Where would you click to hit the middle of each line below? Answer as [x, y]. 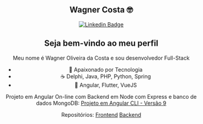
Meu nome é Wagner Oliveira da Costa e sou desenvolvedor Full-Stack [101, 58]
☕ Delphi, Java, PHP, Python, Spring [106, 76]
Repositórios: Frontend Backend [101, 114]
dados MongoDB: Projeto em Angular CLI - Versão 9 [101, 103]
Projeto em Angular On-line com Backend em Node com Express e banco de [101, 96]
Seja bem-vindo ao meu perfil [101, 44]
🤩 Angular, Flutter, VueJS [105, 85]
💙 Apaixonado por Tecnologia [106, 69]
